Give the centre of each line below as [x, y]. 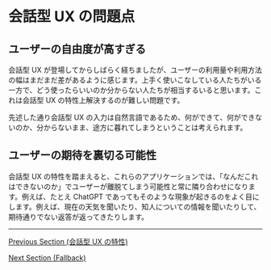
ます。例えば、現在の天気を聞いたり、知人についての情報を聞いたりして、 [138, 206]
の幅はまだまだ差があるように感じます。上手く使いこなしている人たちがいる [135, 80]
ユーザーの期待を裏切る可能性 [83, 156]
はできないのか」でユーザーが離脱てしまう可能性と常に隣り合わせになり [128, 186]
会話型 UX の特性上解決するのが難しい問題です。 [103, 100]
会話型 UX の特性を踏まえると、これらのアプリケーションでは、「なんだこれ [133, 176]
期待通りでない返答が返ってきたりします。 [79, 217]
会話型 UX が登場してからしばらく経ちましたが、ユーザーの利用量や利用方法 [135, 70]
